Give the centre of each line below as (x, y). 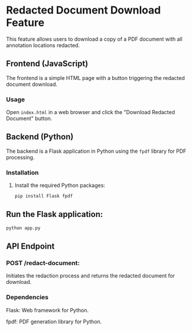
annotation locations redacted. (43, 45)
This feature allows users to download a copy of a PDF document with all (95, 39)
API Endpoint (30, 247)
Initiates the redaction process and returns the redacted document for (90, 276)
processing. (21, 157)
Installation (23, 172)
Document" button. (29, 119)
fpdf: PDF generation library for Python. (54, 322)
